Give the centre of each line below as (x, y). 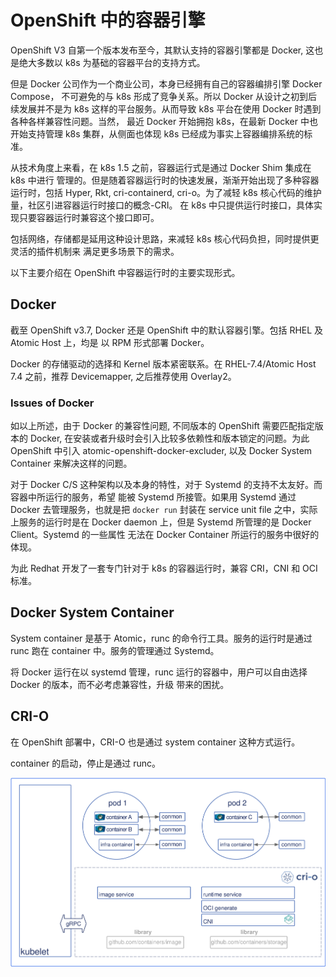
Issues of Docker (52, 403)
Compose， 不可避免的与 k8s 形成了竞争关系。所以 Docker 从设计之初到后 (164, 96)
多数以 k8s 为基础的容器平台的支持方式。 (121, 62)
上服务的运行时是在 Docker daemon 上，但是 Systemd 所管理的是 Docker (161, 522)
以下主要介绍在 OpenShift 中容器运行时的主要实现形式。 (125, 272)
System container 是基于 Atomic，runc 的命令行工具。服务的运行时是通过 (161, 638)
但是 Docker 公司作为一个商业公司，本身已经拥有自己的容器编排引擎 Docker (166, 83)
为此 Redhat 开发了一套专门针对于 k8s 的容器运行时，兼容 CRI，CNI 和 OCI (164, 568)
